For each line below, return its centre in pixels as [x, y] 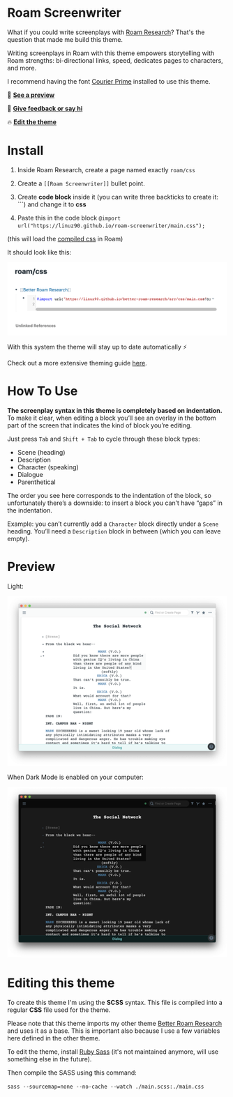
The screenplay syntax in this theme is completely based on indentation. [115, 410]
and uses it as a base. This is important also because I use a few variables [114, 1031]
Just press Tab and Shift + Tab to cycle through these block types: [104, 439]
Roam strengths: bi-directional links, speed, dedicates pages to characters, [115, 60]
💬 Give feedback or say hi [45, 108]
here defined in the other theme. [54, 1038]
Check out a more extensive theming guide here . [77, 363]
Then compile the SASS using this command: [72, 1073]
